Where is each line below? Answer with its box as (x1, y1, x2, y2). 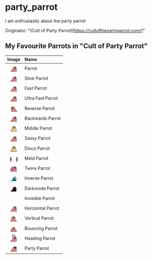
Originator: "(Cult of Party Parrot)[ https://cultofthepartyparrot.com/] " (5, 27, 146, 33)
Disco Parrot (24, 145, 50, 151)
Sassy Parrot (24, 135, 51, 141)
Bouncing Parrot (24, 225, 58, 231)
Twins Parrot (24, 165, 50, 171)
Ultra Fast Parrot (24, 95, 58, 101)
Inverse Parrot (24, 175, 53, 181)
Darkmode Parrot (24, 185, 60, 191)
